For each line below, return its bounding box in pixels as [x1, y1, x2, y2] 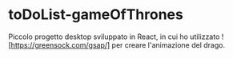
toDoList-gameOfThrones [8, 6, 184, 24]
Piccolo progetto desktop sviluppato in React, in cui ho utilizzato [8, 32, 220, 41]
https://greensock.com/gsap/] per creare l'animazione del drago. [10, 40, 226, 49]
